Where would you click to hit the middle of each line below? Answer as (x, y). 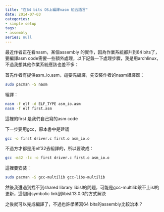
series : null (19, 38)
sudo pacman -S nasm (27, 84)
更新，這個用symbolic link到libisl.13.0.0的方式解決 (55, 194)
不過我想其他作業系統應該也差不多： (42, 64)
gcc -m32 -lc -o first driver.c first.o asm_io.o (57, 158)
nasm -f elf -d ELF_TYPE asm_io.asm (43, 104)
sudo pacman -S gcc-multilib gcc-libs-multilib (55, 177)
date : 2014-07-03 (23, 14)
